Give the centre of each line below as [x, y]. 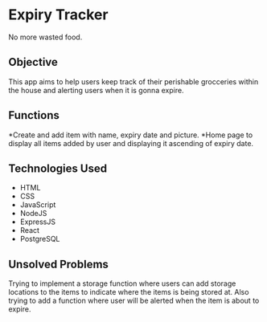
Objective [33, 62]
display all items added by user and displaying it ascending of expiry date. [131, 143]
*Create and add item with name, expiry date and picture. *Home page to [131, 135]
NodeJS [33, 214]
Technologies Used [58, 168]
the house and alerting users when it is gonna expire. [96, 90]
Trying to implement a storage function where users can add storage [122, 283]
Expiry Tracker [58, 15]
